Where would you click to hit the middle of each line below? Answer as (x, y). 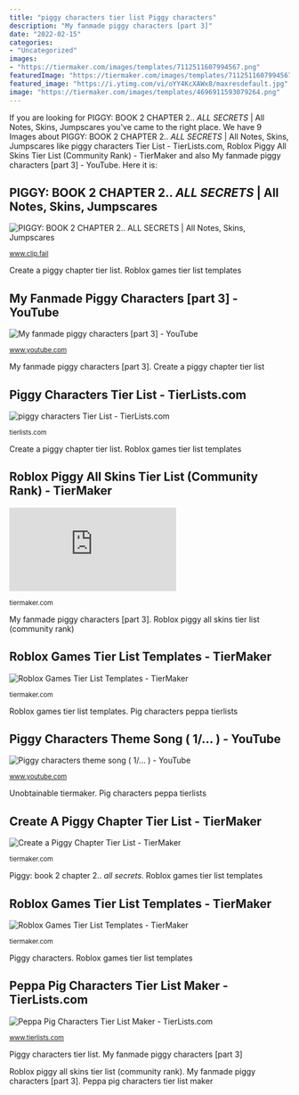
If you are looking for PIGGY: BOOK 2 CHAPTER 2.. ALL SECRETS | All (137, 118)
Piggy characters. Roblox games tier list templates (101, 958)
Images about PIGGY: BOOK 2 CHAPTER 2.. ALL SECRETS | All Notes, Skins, (149, 136)
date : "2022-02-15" (45, 34)
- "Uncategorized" (43, 51)
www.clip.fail (29, 254)
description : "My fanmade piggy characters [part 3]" (111, 26)
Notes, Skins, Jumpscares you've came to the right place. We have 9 (136, 127)
